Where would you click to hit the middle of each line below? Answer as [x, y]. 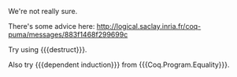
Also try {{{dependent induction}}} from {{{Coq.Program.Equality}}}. [119, 65]
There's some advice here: [52, 26]
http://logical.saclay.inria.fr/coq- [149, 26]
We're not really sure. [43, 11]
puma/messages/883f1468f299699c [68, 35]
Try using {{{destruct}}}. [48, 49]
